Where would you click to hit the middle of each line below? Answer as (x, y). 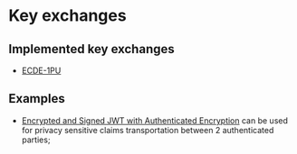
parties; (36, 140)
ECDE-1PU (41, 70)
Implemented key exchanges (91, 49)
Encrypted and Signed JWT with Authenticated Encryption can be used (155, 120)
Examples (37, 99)
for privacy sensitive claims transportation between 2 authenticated (148, 130)
